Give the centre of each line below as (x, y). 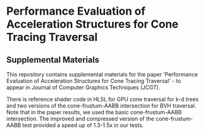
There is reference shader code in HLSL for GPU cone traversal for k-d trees (102, 99)
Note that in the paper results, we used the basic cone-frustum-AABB (94, 112)
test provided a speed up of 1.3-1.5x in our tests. (83, 125)
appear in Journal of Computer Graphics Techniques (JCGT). (83, 87)
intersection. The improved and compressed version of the (80, 119)
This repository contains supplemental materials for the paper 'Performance (102, 74)
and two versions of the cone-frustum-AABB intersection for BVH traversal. (101, 106)
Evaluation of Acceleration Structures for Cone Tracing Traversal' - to (94, 81)
